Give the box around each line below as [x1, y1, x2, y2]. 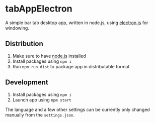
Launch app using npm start [12, 96, 71, 103]
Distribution [5, 40, 44, 48]
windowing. [5, 25, 29, 31]
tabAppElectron [5, 3, 72, 15]
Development [5, 78, 49, 87]
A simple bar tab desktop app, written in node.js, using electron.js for [5, 20, 148, 26]
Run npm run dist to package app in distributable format [12, 63, 130, 69]
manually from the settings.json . [5, 111, 75, 118]
